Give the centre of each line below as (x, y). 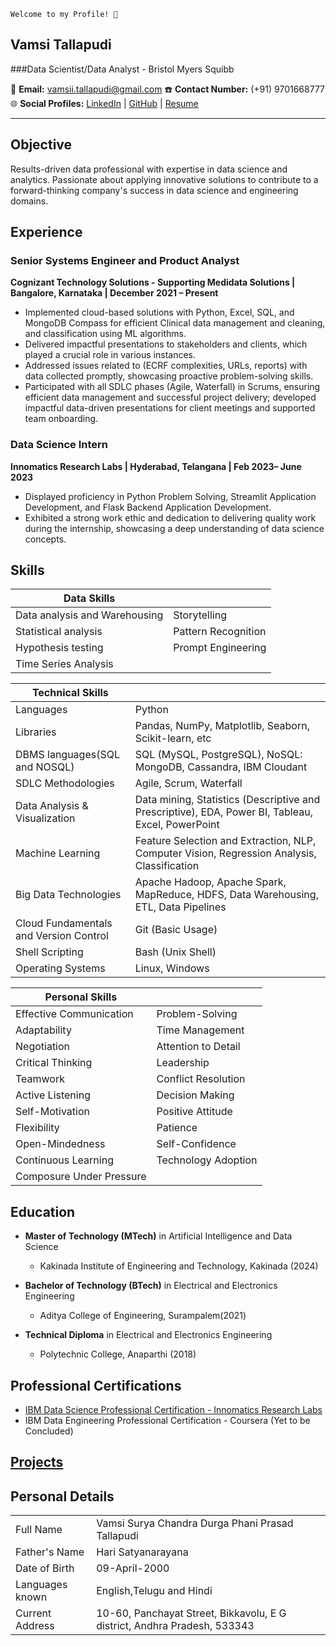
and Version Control (62, 936)
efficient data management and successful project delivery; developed (170, 397)
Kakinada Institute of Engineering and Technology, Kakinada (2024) (179, 1266)
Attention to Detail (198, 1047)
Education (43, 1211)
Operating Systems (60, 968)
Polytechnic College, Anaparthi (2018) (118, 1354)
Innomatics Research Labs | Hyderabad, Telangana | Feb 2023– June (156, 466)
